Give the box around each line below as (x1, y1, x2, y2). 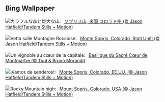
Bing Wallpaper (5, 4, 55, 13)
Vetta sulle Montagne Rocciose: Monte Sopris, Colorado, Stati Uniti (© (10, 35, 160, 41)
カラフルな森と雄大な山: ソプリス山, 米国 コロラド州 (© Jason (10, 18, 143, 24)
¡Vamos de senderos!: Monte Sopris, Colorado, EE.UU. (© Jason (10, 69, 147, 75)
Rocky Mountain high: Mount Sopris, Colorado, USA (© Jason (10, 86, 143, 92)
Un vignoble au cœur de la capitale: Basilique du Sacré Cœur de (10, 52, 148, 58)
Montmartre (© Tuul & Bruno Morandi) (5, 57, 86, 63)
